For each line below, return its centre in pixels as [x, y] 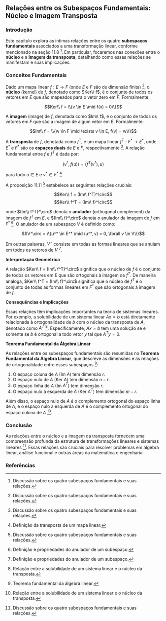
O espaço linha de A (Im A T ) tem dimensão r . [58, 385]
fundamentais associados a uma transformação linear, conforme [72, 46]
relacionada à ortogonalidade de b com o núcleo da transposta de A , [75, 322]
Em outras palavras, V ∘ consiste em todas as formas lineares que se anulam [83, 243]
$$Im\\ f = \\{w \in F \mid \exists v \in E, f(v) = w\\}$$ [83, 131]
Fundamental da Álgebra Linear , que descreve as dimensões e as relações [82, 359]
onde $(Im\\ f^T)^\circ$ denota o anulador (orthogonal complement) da [78, 212]
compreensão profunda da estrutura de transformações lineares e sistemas [82, 441]
